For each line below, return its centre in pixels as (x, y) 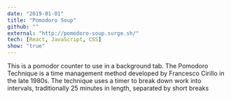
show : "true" (26, 46)
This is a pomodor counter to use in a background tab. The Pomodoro (108, 66)
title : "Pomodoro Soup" (42, 20)
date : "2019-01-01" (36, 14)
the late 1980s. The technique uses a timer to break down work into (104, 81)
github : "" (23, 26)
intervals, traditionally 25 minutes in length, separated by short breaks (108, 88)
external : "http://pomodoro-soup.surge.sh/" (73, 33)
